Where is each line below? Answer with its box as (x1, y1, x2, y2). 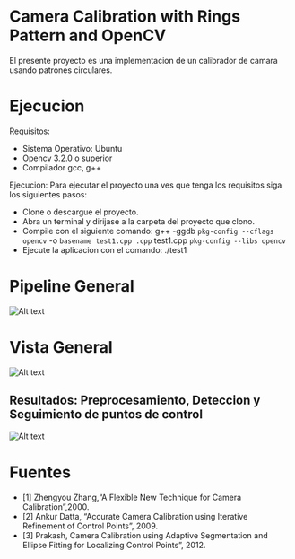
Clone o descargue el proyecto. (22, 206, 139, 217)
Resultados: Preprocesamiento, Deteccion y (9, 393, 261, 408)
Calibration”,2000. (22, 501, 90, 512)
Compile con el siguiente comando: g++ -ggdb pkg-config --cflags (22, 225, 274, 236)
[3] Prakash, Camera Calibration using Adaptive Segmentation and (22, 529, 268, 540)
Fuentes (9, 462, 72, 482)
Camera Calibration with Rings (9, 6, 240, 27)
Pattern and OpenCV (9, 25, 167, 46)
